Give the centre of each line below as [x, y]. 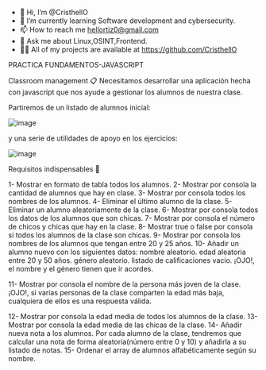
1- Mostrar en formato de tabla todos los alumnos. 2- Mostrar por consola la [132, 184]
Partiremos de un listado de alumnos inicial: [79, 108]
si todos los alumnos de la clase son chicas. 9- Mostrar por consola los [124, 235]
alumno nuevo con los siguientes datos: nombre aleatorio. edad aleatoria [127, 252]
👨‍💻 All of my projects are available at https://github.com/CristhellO [128, 49]
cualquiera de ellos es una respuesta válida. [80, 301]
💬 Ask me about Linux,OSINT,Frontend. [84, 41]
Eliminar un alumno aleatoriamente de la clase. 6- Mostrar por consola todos [133, 210]
